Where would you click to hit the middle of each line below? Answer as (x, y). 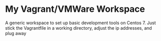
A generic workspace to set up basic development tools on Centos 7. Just (80, 23)
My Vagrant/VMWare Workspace (75, 9)
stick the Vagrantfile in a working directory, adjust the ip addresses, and (79, 28)
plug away (16, 33)
